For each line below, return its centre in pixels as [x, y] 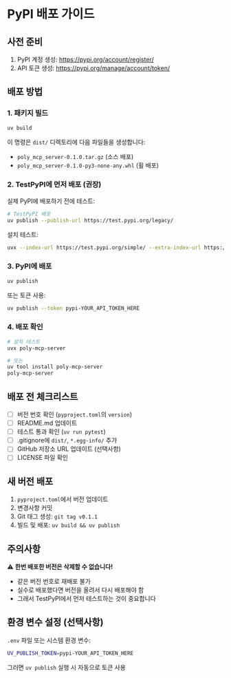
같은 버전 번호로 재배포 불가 [54, 582]
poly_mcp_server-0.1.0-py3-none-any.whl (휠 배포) [88, 165]
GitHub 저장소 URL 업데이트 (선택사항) [69, 449]
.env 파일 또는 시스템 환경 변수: [49, 640]
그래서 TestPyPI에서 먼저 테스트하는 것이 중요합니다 [86, 599]
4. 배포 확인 [25, 327]
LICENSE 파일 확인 [43, 458]
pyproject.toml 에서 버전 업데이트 [63, 499]
